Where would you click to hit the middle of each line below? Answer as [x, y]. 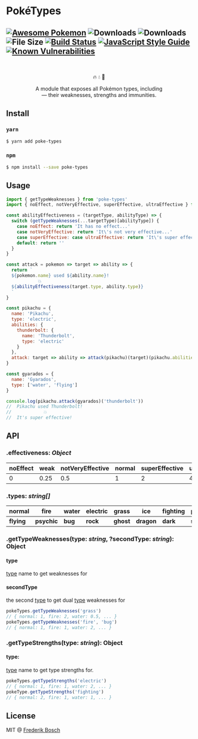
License [21, 716]
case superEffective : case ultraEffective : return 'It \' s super [97, 237]
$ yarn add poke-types [34, 141]
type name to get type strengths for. [50, 670]
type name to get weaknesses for [47, 574]
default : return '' [41, 243]
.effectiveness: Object [39, 453]
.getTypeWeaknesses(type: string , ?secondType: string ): [90, 538]
